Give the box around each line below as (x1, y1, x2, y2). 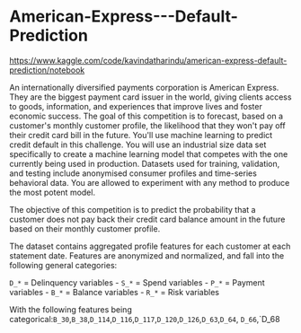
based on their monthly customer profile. (9, 223, 161, 234)
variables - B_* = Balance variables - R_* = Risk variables (9, 286, 220, 297)
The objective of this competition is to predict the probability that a (9, 204, 256, 215)
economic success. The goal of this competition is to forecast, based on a (9, 110, 284, 121)
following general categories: (9, 259, 118, 270)
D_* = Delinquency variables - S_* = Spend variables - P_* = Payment (9, 276, 265, 288)
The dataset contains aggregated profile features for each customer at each (9, 241, 291, 251)
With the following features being (9, 303, 132, 315)
